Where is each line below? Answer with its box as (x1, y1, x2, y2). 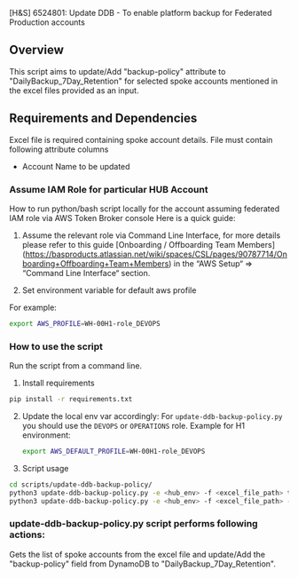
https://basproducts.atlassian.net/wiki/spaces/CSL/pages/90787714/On (25, 249, 288, 259)
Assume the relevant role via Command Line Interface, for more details (21, 230, 281, 241)
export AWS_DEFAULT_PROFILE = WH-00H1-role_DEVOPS (21, 447, 206, 455)
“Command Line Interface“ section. (21, 267, 151, 278)
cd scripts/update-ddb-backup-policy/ (9, 479, 153, 489)
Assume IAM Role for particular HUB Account (9, 183, 208, 195)
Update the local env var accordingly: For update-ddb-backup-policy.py (21, 410, 283, 421)
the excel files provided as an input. (9, 84, 139, 96)
